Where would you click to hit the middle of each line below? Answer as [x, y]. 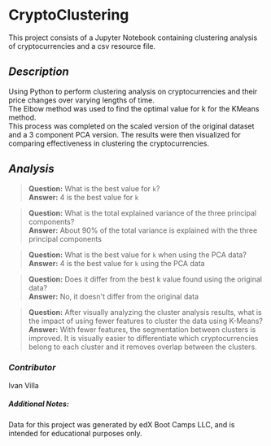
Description [39, 72]
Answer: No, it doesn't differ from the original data [114, 296]
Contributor [32, 368]
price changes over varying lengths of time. [81, 100]
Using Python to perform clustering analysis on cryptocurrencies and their [133, 91]
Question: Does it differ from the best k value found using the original [145, 279]
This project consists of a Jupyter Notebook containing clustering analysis [133, 37]
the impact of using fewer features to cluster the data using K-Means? [145, 321]
